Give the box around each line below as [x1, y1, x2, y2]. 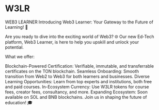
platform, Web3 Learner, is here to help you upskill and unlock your [5, 39, 139, 45]
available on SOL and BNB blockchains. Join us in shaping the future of [5, 94, 147, 100]
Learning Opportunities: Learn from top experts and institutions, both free [5, 78, 152, 84]
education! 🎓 [5, 99, 33, 105]
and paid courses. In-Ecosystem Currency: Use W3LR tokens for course [5, 84, 149, 90]
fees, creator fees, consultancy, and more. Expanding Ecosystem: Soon [5, 89, 148, 95]
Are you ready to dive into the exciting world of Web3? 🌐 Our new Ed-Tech [5, 34, 154, 39]
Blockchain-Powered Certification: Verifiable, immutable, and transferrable [5, 63, 154, 69]
